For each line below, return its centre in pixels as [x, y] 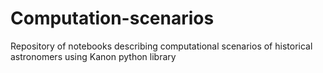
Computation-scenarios [112, 18]
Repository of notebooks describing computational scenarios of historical [161, 46]
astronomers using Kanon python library [93, 56]
